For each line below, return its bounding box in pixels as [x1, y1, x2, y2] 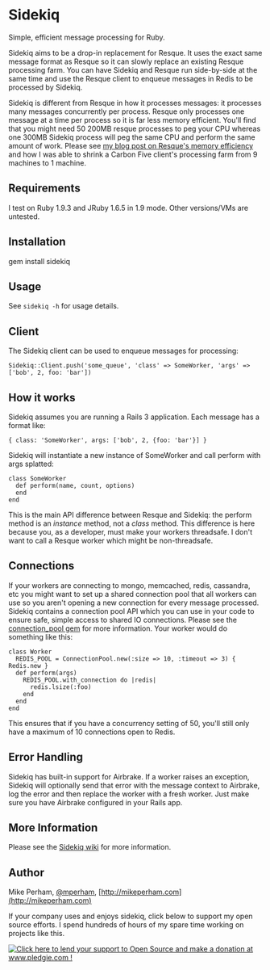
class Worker [8, 648, 52, 656]
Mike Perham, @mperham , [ [8, 887, 102, 897]
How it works [8, 390, 76, 405]
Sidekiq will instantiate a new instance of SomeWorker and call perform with [8, 451, 261, 460]
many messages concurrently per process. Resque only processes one [8, 107, 245, 116]
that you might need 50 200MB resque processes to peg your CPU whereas [8, 124, 261, 133]
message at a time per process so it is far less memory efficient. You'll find [8, 115, 256, 124]
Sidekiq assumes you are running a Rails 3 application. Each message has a [8, 412, 260, 422]
